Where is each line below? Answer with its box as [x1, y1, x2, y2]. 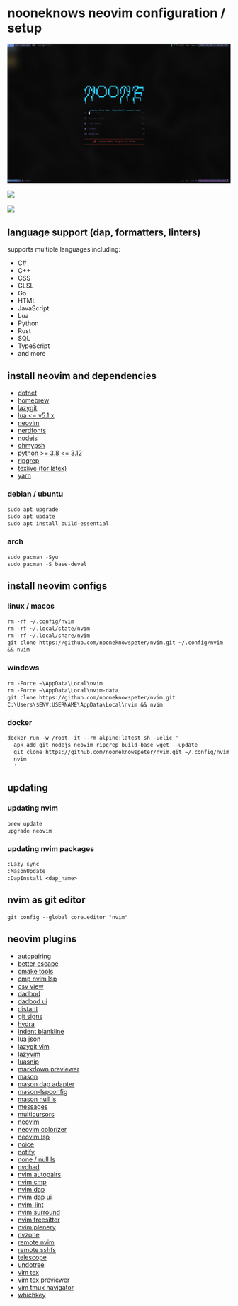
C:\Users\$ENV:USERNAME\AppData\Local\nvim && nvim [7, 701, 163, 708]
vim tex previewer [17, 1276, 70, 1284]
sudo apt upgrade [7, 506, 59, 513]
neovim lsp [17, 1132, 50, 1141]
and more [17, 349, 46, 358]
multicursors [17, 1110, 55, 1118]
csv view [17, 981, 44, 990]
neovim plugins [7, 933, 77, 945]
